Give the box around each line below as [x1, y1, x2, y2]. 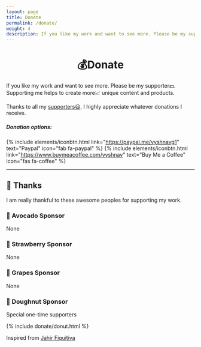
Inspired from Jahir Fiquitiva [6, 334, 76, 342]
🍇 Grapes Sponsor [6, 268, 60, 277]
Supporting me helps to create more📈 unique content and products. [6, 89, 175, 97]
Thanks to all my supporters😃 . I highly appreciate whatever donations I [6, 103, 182, 110]
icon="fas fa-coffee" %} [6, 157, 66, 165]
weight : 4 [6, 25, 31, 32]
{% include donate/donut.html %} [6, 322, 89, 330]
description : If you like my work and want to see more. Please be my [6, 31, 186, 37]
